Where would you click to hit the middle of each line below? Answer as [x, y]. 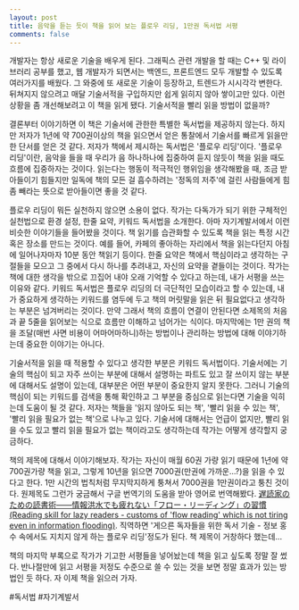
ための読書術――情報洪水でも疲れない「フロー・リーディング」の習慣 [138, 505]
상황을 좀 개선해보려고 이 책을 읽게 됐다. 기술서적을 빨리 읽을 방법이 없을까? [140, 105]
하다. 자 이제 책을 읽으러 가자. [86, 578]
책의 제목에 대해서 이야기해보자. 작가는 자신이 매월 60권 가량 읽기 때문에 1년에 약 [149, 460]
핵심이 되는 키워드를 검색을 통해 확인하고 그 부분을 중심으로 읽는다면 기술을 [139, 397]
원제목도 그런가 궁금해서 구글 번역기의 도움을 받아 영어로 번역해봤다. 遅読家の [155, 494]
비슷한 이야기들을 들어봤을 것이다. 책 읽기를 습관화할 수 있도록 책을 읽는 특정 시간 [149, 232]
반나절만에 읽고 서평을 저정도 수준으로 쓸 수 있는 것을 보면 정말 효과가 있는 [149, 567]
